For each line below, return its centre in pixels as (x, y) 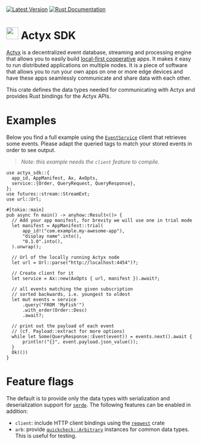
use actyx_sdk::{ (28, 173)
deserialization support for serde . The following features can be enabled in (99, 405)
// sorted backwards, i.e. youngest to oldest (71, 294)
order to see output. (31, 150)
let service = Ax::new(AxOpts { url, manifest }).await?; (86, 278)
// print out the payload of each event (63, 326)
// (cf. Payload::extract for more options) (68, 331)
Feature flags (40, 382)
